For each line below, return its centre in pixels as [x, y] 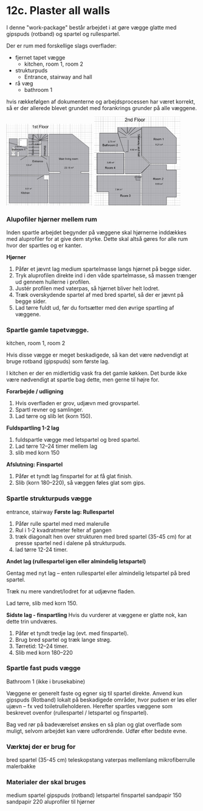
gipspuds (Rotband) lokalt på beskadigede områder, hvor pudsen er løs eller [102, 700]
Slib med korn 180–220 [44, 652]
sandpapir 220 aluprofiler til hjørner [51, 802]
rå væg [24, 83]
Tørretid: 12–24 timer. [42, 646]
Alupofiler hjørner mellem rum [52, 219]
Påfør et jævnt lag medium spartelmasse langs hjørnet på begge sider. [103, 269]
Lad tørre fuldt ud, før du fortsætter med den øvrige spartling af [95, 307]
